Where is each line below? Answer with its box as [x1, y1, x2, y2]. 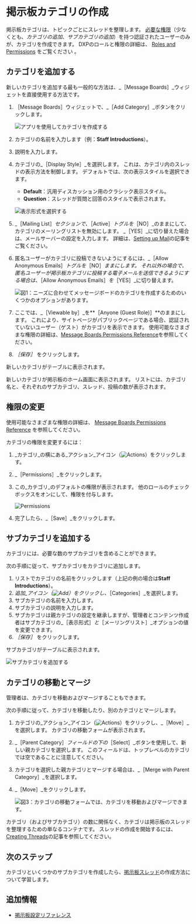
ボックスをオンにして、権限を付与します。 [14, 490, 116, 498]
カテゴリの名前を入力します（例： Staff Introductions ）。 [14, 136, 152, 143]
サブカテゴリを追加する [6, 533, 91, 543]
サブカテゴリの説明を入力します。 [14, 604, 97, 611]
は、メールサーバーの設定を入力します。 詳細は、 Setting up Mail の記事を [14, 234, 190, 241]
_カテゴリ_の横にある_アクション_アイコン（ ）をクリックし [14, 451, 181, 458]
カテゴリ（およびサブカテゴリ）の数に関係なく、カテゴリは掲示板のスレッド [6, 818, 191, 825]
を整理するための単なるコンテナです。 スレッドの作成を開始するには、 [6, 826, 177, 833]
